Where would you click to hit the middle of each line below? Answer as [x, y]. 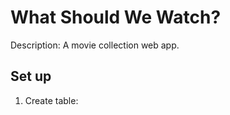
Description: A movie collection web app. [95, 45]
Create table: [51, 100]
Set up [31, 76]
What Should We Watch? [116, 17]
